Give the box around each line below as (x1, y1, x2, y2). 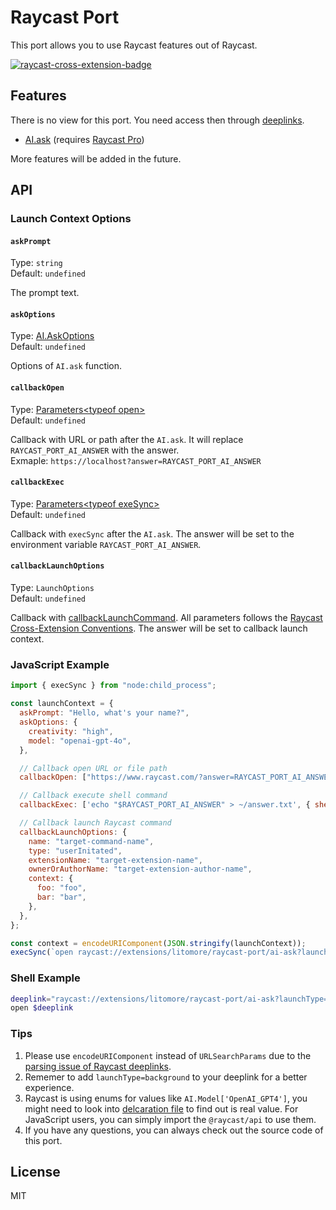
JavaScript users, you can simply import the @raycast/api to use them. (24, 1113, 317, 1125)
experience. (24, 1081, 75, 1093)
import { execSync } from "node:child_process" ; (10, 681, 217, 691)
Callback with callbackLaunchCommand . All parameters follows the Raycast (10, 612, 323, 624)
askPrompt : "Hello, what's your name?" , (19, 708, 190, 718)
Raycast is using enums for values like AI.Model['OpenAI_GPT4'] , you (24, 1092, 308, 1104)
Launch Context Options (10, 212, 132, 226)
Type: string (10, 257, 63, 269)
